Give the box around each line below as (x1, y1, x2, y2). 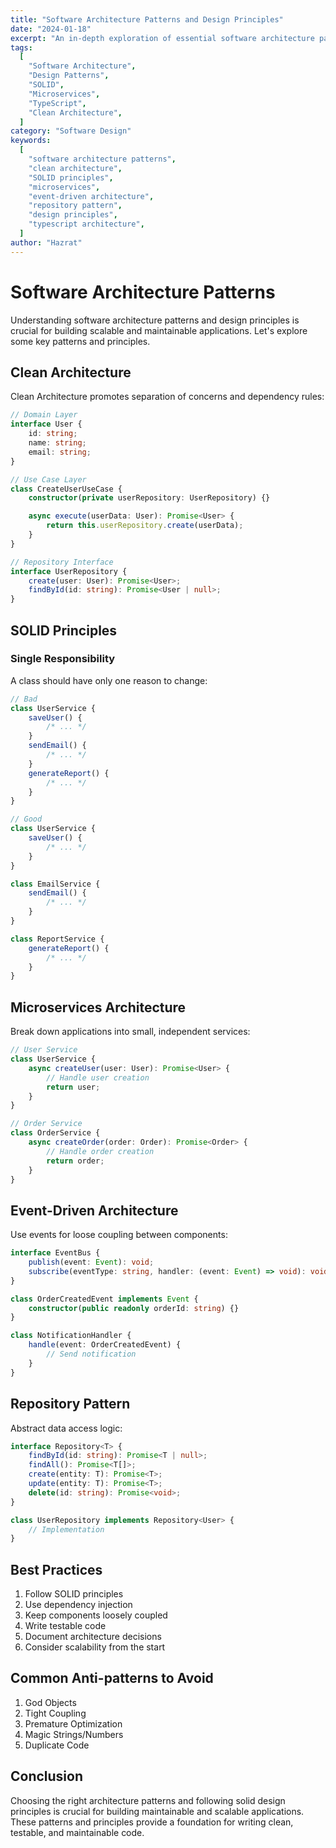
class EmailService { (10, 879, 101, 889)
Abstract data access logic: (10, 1422, 123, 1434)
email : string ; (28, 447, 92, 457)
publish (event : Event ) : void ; (28, 1257, 155, 1268)
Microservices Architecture (10, 999, 187, 1016)
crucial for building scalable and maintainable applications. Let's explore (10, 324, 308, 336)
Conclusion (10, 1768, 84, 1785)
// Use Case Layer (10, 474, 87, 485)
